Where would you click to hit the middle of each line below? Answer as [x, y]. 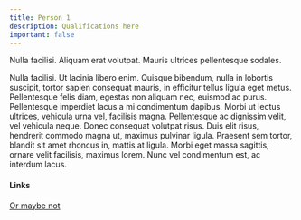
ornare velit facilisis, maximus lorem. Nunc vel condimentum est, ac [135, 155]
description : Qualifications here [75, 26]
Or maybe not [35, 206]
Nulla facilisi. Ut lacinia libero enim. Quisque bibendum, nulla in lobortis [141, 78]
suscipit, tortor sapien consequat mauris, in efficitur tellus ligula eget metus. [150, 88]
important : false [42, 34]
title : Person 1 [40, 18]
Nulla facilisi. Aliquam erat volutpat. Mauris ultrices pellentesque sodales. [146, 61]
